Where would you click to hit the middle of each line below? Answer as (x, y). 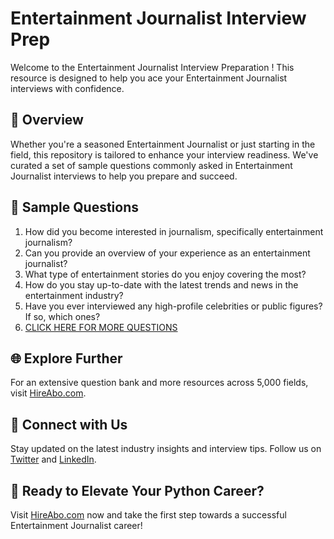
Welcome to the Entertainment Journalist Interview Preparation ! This (152, 67)
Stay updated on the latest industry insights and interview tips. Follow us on (166, 449)
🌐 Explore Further (66, 358)
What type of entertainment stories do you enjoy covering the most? (165, 274)
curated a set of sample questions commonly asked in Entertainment (151, 165)
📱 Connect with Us (69, 424)
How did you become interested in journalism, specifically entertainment (174, 231)
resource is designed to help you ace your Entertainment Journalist (149, 78)
